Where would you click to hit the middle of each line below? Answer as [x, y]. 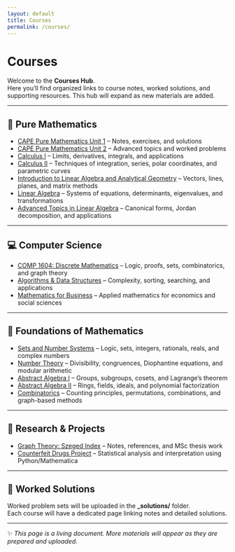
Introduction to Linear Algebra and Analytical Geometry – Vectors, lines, [121, 179]
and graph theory [42, 272]
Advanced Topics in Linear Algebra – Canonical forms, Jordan [107, 208]
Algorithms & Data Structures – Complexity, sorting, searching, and [114, 280]
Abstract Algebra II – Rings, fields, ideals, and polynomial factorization [118, 385]
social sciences [40, 303]
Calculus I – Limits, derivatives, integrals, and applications [100, 156]
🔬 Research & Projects [56, 429]
